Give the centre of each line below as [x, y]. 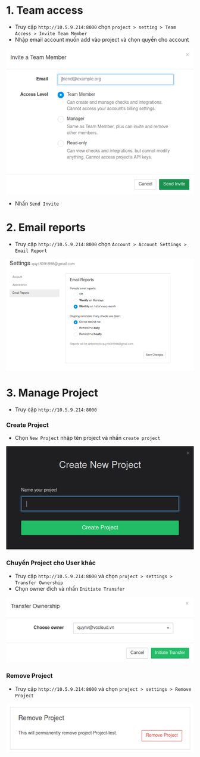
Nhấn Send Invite [37, 204]
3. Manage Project [52, 393]
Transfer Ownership [39, 583]
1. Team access [45, 10]
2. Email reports [46, 228]
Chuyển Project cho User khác [51, 563]
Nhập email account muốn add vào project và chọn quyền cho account [102, 39]
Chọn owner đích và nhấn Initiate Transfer [70, 588]
